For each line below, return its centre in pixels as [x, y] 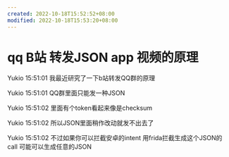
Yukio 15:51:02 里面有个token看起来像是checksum [80, 108]
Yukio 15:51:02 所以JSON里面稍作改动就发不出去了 [81, 123]
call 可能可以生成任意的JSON [49, 147]
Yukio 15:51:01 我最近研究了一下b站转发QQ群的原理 [81, 78]
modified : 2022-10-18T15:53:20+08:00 [63, 20]
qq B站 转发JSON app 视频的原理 [103, 57]
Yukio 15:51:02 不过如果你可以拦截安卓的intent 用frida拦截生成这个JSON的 [115, 138]
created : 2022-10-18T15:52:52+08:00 [61, 14]
